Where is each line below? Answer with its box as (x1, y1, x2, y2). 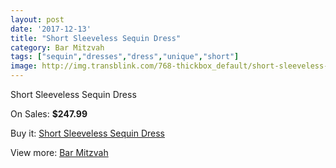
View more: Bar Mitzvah (10, 147, 109, 158)
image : (10, 61, 38, 71)
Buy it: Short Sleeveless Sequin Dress (10, 127, 165, 139)
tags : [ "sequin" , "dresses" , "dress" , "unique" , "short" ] (10, 52, 240, 62)
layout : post (10, 14, 65, 25)
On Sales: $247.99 (10, 108, 88, 120)
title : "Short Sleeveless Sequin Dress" (10, 33, 182, 43)
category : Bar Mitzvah (10, 42, 105, 53)
